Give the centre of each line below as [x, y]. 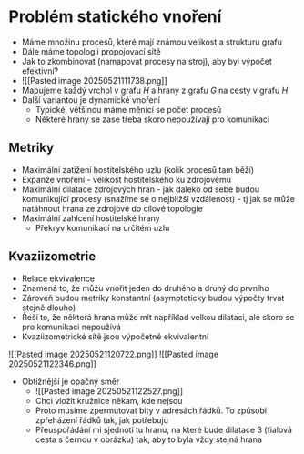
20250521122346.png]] [52, 363]
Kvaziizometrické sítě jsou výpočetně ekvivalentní [115, 336]
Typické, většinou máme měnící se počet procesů [128, 109]
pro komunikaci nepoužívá [71, 327]
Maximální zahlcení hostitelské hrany [91, 218]
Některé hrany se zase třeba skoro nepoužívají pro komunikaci [152, 119]
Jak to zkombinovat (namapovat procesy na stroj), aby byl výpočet [147, 61]
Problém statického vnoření [115, 17]
